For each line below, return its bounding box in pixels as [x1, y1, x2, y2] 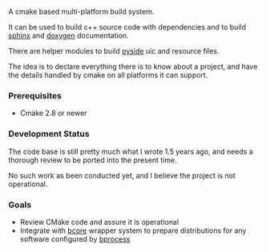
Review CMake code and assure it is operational [19, 217, 179, 226]
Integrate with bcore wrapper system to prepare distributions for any [19, 226, 247, 235]
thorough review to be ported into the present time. [8, 155, 178, 165]
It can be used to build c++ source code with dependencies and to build [8, 22, 247, 31]
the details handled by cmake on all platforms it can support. [8, 70, 208, 79]
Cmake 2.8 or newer [19, 108, 87, 118]
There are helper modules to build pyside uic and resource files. [8, 46, 220, 55]
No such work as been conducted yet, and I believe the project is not [8, 170, 236, 180]
